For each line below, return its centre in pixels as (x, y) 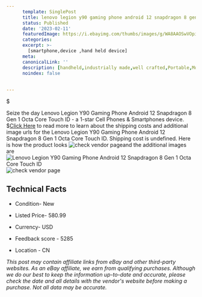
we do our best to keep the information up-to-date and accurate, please (96, 274)
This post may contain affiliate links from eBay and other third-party (91, 262)
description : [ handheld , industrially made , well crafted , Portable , (107, 67)
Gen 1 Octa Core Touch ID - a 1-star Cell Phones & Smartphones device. (95, 119)
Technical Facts (37, 189)
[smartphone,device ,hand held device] (78, 51)
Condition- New (35, 203)
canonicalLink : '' (45, 62)
